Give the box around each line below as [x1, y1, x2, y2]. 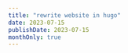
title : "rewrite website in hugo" [8, 11, 122, 19]
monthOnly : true [8, 33, 61, 41]
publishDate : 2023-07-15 [8, 26, 90, 34]
